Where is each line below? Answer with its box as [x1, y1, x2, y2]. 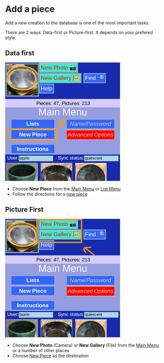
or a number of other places [12, 347, 70, 353]
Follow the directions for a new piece [12, 191, 88, 197]
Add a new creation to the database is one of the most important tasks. [5, 20, 150, 26]
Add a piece [5, 3, 55, 15]
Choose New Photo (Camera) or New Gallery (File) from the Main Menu [12, 342, 159, 348]
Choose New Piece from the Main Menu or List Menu [12, 185, 121, 191]
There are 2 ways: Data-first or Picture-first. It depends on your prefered [5, 29, 153, 35]
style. [5, 35, 16, 41]
